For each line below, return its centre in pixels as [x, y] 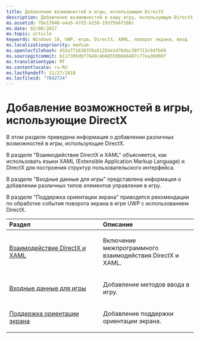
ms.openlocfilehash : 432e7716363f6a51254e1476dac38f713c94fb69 [86, 51]
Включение [120, 241]
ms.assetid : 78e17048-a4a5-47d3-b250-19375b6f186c [70, 23]
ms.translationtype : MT [36, 61]
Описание [118, 224]
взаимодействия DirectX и [141, 255]
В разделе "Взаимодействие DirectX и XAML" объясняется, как [87, 155]
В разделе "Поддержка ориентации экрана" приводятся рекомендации [98, 197]
